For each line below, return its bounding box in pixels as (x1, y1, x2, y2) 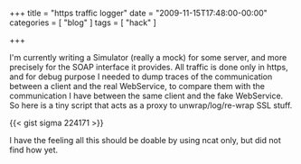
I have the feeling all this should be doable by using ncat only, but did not (9, 135, 282, 145)
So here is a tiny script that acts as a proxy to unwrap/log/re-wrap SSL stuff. (9, 100, 293, 111)
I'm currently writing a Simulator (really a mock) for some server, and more (9, 52, 287, 62)
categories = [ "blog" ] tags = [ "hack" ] (9, 17, 156, 28)
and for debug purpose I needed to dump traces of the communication (9, 71, 273, 82)
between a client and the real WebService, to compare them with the (9, 81, 265, 91)
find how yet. (9, 144, 59, 155)
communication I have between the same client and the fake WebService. (9, 90, 284, 101)
